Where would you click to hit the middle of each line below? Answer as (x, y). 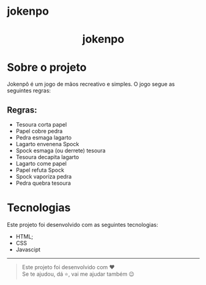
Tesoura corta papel (41, 125)
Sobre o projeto (47, 67)
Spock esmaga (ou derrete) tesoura (61, 150)
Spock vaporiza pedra (44, 177)
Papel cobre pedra (39, 131)
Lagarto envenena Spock (47, 144)
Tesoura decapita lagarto (47, 157)
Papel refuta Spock (40, 170)
